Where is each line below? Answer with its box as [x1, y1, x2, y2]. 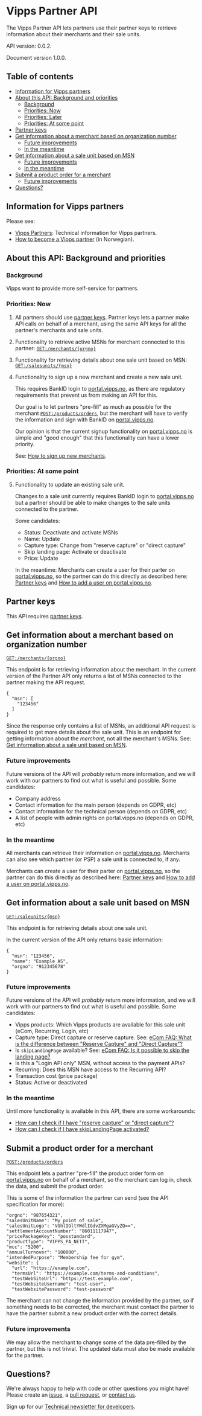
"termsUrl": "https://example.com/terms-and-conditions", [11, 1270, 161, 1277]
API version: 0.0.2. [6, 42, 52, 50]
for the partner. [6, 1351, 44, 1359]
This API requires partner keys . [6, 612, 83, 620]
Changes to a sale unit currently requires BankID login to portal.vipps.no [14, 492, 194, 499]
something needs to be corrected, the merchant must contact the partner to [6, 1303, 195, 1311]
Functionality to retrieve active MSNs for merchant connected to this [14, 338, 185, 345]
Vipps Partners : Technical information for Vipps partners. [14, 229, 157, 236]
